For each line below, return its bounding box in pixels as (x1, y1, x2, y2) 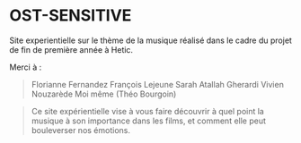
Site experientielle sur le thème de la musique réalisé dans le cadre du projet (9, 35, 292, 46)
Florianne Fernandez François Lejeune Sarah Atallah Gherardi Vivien (31, 79, 285, 89)
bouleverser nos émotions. (31, 124, 130, 135)
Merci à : (9, 62, 42, 72)
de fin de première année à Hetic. (9, 44, 133, 55)
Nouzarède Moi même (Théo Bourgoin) (31, 88, 177, 99)
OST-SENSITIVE (9, 5, 132, 26)
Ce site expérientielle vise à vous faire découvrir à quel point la (31, 105, 265, 116)
